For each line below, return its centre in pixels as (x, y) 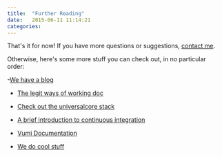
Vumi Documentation (47, 133)
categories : (24, 26)
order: (16, 67)
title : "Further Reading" (46, 13)
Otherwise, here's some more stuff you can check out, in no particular (107, 59)
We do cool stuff (41, 147)
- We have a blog (30, 80)
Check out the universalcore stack (66, 107)
